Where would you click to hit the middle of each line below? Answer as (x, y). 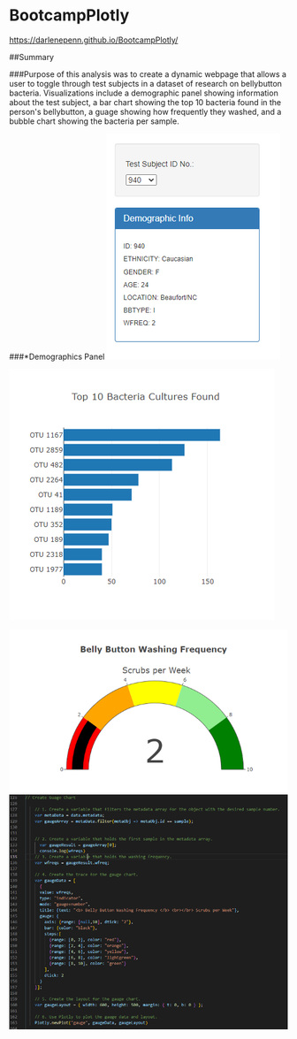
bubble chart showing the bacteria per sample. (94, 121)
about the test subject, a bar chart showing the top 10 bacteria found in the (145, 102)
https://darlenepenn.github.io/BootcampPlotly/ (94, 40)
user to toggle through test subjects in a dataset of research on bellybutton (146, 83)
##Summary (32, 57)
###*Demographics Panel (57, 356)
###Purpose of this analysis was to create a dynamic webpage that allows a (148, 74)
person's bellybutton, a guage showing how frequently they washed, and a (145, 111)
